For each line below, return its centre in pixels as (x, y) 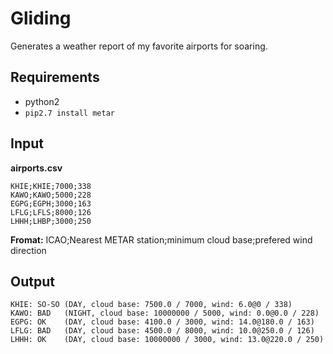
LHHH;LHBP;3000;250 (51, 221)
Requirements (55, 77)
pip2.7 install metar (69, 113)
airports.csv (36, 168)
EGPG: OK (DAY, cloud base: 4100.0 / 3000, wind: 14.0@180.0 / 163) (162, 322)
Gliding (41, 18)
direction (28, 250)
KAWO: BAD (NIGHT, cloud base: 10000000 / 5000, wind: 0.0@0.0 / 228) (165, 313)
